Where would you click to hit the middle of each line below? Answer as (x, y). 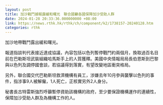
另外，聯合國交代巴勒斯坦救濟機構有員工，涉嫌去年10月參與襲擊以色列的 (78, 75)
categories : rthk (23, 28)
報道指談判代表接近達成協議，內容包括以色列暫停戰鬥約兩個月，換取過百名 (80, 53)
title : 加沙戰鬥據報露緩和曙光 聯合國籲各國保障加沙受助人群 (60, 14)
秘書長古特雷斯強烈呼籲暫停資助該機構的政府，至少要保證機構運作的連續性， (82, 92)
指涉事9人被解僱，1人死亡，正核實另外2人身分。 (62, 82)
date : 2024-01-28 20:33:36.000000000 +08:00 (51, 19)
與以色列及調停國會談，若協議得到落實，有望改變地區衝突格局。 (69, 65)
